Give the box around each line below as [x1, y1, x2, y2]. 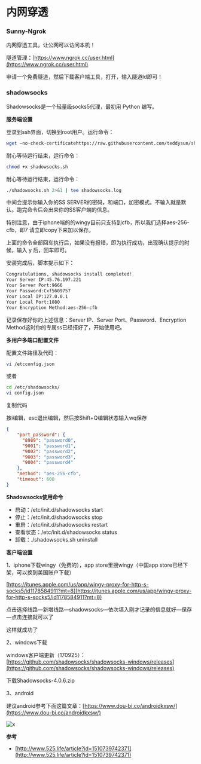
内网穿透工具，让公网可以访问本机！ [6, 41, 96, 48]
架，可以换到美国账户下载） [6, 569, 75, 576]
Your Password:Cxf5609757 [6, 288, 71, 294]
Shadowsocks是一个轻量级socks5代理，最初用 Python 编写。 [6, 103, 157, 110]
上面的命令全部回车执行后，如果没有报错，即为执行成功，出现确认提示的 [6, 239, 184, 246]
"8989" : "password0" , [22, 437, 77, 443]
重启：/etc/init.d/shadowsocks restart [14, 521, 108, 528]
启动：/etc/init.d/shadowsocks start [14, 506, 103, 513]
